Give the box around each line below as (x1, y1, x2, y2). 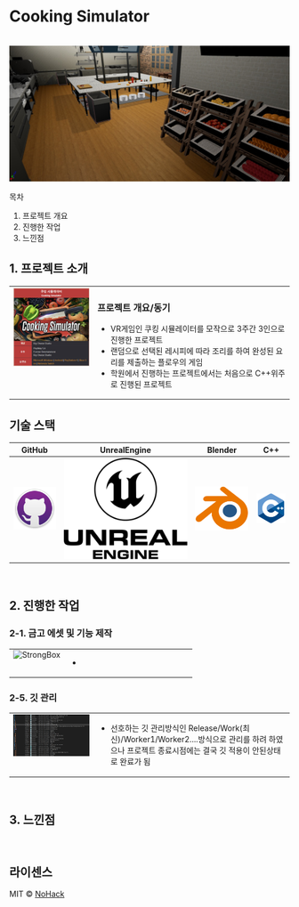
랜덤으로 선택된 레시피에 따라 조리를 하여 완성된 (109, 345, 274, 356)
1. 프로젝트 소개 (9, 261, 89, 277)
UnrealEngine (100, 444, 151, 455)
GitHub (20, 444, 49, 455)
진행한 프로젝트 (109, 334, 163, 344)
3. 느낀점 (9, 812, 56, 827)
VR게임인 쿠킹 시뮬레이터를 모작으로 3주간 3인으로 (109, 323, 286, 334)
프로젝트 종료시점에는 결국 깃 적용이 (126, 745, 251, 756)
